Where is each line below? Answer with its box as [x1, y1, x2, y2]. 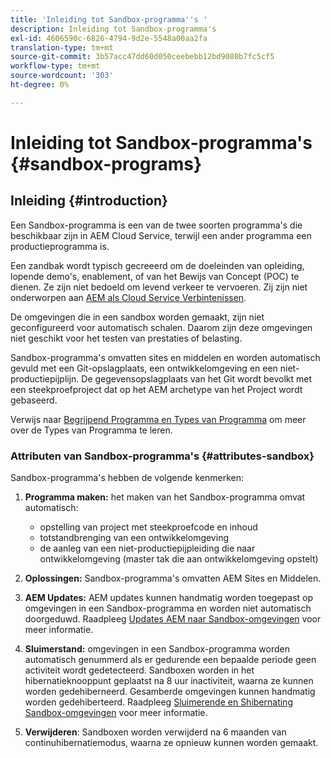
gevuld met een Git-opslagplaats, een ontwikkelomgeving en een [10, 362, 278, 374]
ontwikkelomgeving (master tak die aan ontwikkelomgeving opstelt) [39, 553, 319, 565]
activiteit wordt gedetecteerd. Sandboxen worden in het [24, 664, 255, 676]
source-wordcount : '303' [10, 71, 114, 81]
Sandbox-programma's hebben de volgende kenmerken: [10, 472, 244, 484]
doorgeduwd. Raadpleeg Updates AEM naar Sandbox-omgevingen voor [24, 613, 322, 625]
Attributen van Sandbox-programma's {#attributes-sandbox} [10, 449, 315, 463]
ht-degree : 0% [10, 80, 70, 90]
